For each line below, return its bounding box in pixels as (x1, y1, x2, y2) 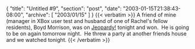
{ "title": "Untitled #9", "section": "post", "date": (6, 5, 122, 12)
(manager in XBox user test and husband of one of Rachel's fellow (6, 18, 168, 24)
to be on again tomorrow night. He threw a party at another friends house (6, 30, 187, 37)
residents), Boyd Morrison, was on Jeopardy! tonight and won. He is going (6, 24, 190, 31)
